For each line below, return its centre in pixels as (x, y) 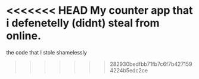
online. (24, 36)
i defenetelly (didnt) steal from (83, 23)
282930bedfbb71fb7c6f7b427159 (151, 64)
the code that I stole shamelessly (47, 52)
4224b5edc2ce (129, 70)
